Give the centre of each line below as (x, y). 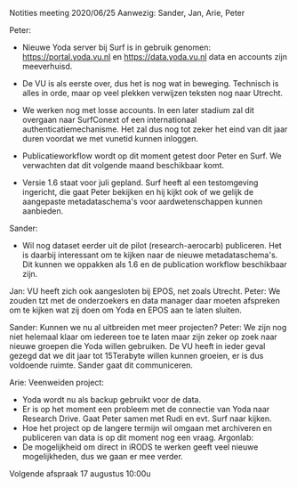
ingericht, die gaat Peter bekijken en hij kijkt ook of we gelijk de (138, 192)
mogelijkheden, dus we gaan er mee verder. (103, 456)
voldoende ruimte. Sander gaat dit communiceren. (101, 365)
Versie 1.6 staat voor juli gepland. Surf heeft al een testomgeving (140, 183)
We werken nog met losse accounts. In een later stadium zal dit (138, 110)
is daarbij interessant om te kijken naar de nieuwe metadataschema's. (150, 255)
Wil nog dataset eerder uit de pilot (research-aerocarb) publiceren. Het (152, 245)
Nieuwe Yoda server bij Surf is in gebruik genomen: (116, 47)
